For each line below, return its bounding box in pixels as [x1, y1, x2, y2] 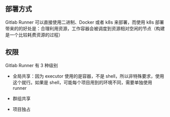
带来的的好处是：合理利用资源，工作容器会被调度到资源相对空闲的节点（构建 [5, 25, 165, 31]
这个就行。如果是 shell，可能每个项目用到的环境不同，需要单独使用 [12, 79, 153, 85]
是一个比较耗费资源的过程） [5, 32, 63, 38]
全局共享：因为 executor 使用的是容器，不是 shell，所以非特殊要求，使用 [12, 73, 164, 79]
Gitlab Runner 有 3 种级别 [5, 62, 58, 68]
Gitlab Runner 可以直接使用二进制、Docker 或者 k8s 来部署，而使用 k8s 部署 [5, 19, 164, 25]
